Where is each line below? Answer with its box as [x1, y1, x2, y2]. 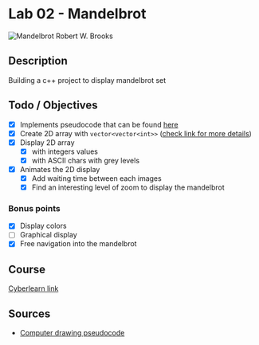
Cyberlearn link [8, 284, 59, 293]
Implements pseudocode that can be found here [19, 120, 179, 129]
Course [8, 262, 46, 276]
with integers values [31, 147, 98, 156]
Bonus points [8, 202, 61, 214]
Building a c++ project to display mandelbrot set [8, 75, 167, 84]
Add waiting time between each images [31, 173, 162, 183]
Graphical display [19, 230, 77, 240]
